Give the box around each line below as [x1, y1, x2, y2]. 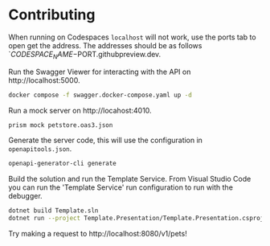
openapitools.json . [8, 144, 72, 154]
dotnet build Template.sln [8, 207, 99, 215]
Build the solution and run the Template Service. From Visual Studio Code [8, 174, 252, 184]
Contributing [8, 6, 96, 24]
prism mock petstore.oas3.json [8, 121, 113, 129]
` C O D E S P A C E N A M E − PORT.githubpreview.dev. [8, 49, 162, 61]
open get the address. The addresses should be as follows [8, 40, 202, 50]
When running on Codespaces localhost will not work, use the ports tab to [8, 32, 256, 42]
